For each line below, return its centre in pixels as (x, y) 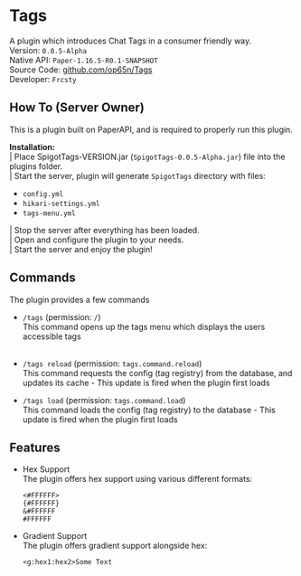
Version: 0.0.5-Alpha (48, 50)
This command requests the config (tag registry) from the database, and (157, 373)
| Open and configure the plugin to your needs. (97, 240)
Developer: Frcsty (43, 79)
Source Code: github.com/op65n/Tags (81, 70)
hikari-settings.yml (61, 203)
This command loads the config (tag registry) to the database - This (149, 410)
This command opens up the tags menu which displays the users (144, 326)
